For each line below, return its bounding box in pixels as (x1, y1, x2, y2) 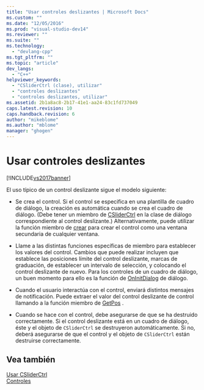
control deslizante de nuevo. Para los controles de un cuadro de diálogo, (15, 268, 199, 275)
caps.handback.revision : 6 (6, 111, 75, 117)
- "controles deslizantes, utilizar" (12, 94, 108, 100)
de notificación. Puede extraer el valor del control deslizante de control (15, 292, 194, 300)
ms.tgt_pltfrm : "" (6, 54, 53, 60)
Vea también (6, 355, 56, 365)
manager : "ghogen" (6, 128, 53, 134)
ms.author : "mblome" (6, 122, 59, 129)
